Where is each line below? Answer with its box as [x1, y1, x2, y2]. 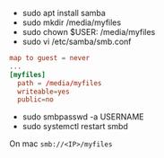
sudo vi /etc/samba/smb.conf [22, 36, 132, 47]
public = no [17, 95, 54, 104]
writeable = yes [17, 87, 70, 96]
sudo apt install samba [22, 8, 106, 18]
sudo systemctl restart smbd [22, 121, 128, 132]
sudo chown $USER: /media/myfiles [22, 27, 156, 37]
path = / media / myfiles [17, 78, 102, 88]
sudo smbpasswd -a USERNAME [22, 111, 144, 122]
